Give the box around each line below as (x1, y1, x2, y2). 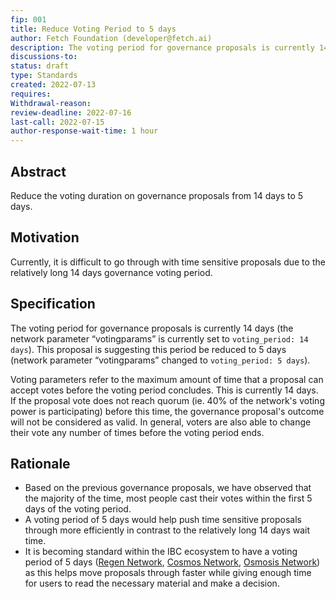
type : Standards (10, 71, 78, 81)
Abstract (10, 163, 67, 180)
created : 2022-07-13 (10, 80, 97, 90)
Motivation (10, 229, 80, 246)
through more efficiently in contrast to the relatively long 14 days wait (24, 524, 311, 536)
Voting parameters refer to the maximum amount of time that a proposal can (10, 373, 324, 385)
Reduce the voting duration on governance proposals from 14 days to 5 (10, 189, 304, 201)
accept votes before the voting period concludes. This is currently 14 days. (10, 384, 319, 396)
